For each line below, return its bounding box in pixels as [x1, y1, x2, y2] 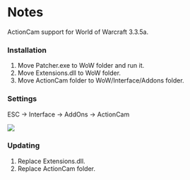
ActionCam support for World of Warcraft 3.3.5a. [7, 28, 149, 36]
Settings [7, 94, 37, 104]
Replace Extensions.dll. [17, 157, 86, 165]
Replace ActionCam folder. [17, 164, 95, 173]
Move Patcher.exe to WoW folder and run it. [17, 61, 145, 70]
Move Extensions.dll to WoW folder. [17, 68, 121, 78]
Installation [7, 45, 47, 55]
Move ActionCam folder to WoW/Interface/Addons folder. [17, 76, 185, 85]
